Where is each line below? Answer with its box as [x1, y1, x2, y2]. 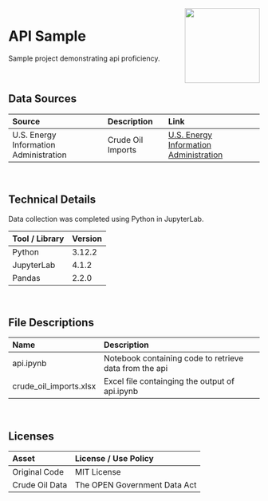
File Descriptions [8, 315, 94, 329]
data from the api [103, 363, 168, 374]
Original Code [12, 467, 64, 478]
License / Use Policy [74, 453, 154, 464]
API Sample [8, 27, 86, 45]
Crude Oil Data [12, 479, 68, 491]
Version [71, 233, 102, 244]
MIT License [74, 467, 121, 478]
